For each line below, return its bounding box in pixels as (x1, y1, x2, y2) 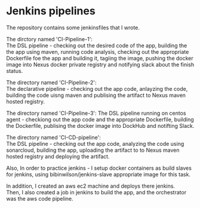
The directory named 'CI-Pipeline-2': (6, 79, 97, 86)
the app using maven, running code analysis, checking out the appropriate (6, 48, 189, 55)
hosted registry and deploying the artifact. (6, 152, 110, 160)
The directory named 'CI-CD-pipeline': (6, 133, 101, 141)
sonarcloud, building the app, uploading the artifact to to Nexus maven (6, 146, 180, 154)
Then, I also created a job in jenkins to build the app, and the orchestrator (6, 188, 187, 195)
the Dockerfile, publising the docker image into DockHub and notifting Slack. (6, 122, 195, 129)
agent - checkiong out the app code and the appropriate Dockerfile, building (6, 115, 194, 123)
